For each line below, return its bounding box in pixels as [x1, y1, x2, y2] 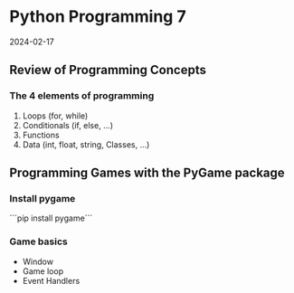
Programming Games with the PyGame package [9, 165, 285, 181]
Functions [22, 129, 61, 140]
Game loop [22, 265, 64, 277]
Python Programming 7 [9, 6, 187, 27]
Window [22, 256, 54, 267]
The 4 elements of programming [9, 90, 155, 102]
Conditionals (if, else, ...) [22, 119, 114, 130]
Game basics [9, 235, 68, 248]
